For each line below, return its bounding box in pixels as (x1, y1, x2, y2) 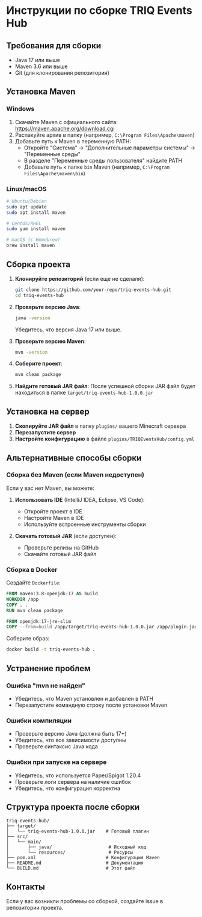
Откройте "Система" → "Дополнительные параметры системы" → (23, 144, 195, 151)
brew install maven (6, 242, 55, 249)
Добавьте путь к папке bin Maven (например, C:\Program (23, 163, 170, 171)
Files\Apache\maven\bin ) (23, 169, 86, 177)
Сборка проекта (6, 259, 71, 269)
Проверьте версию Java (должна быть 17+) (14, 730, 127, 737)
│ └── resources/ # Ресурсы (6, 850, 133, 856)
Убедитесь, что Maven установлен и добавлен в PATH (14, 695, 154, 702)
